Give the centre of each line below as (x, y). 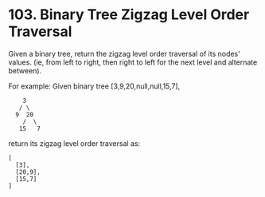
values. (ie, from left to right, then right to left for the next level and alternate (133, 62)
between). (25, 70)
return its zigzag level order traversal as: (74, 143)
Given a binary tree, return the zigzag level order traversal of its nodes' (124, 53)
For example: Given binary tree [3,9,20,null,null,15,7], (94, 86)
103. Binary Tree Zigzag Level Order (129, 15)
